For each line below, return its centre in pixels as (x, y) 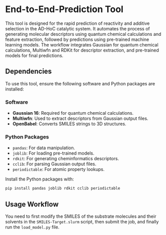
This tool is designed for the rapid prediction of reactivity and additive (77, 23)
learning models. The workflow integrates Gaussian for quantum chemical (82, 44)
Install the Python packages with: (40, 179)
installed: (15, 89)
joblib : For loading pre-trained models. (53, 153)
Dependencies (28, 72)
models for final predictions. (34, 55)
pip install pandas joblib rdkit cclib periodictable (63, 189)
